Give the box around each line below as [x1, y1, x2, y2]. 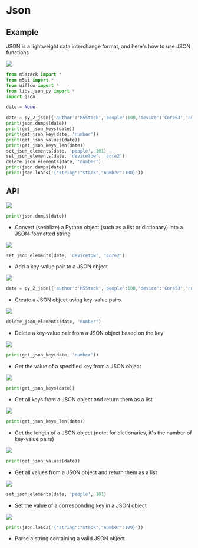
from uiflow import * [6, 82, 60, 89]
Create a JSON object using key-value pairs [14, 296, 121, 303]
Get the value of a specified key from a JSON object [14, 363, 141, 370]
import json [6, 93, 35, 99]
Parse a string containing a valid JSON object [14, 535, 125, 542]
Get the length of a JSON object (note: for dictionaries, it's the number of [14, 429, 192, 436]
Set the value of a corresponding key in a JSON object [14, 502, 147, 509]
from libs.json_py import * [6, 88, 75, 94]
